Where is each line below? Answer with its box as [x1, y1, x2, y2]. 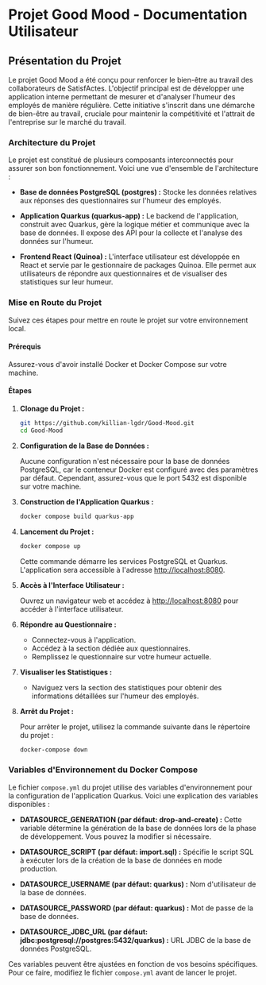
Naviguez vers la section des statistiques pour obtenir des [31, 682, 222, 692]
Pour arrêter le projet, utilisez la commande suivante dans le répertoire [19, 721, 251, 732]
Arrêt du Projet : [19, 706, 74, 716]
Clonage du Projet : [19, 404, 85, 413]
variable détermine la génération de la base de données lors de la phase [19, 823, 256, 832]
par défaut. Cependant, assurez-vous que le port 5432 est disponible [19, 473, 248, 482]
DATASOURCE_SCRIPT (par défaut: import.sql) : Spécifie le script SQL [19, 847, 254, 856]
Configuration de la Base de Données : [19, 441, 149, 450]
